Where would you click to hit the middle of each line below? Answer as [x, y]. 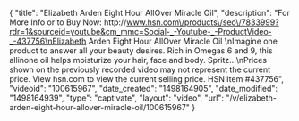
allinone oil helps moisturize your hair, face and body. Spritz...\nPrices [138, 60]
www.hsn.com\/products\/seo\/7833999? [203, 22]
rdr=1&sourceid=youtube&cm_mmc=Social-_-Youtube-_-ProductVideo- [141, 32]
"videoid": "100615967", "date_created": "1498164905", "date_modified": [144, 89]
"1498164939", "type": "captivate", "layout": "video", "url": [117, 98]
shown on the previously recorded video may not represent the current [140, 69]
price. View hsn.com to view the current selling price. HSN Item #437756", [147, 79]
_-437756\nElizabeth [48, 41]
